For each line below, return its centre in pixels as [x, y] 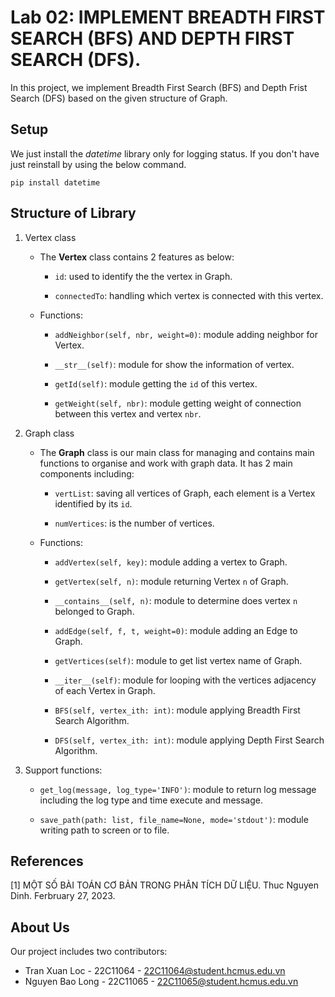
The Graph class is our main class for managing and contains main [177, 452]
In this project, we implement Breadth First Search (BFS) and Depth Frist [159, 87]
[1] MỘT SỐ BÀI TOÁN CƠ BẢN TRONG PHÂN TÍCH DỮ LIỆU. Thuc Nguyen [164, 885]
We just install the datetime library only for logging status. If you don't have [165, 153]
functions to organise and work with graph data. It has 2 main [166, 463]
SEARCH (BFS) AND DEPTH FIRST [152, 38]
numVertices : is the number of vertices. [134, 523]
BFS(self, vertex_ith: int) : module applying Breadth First [177, 710]
